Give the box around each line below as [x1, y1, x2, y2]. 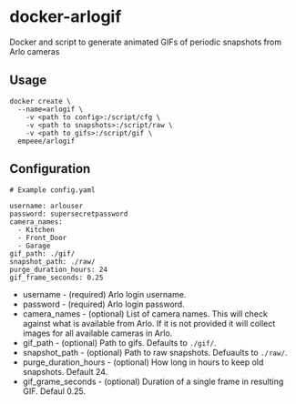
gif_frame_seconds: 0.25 [9, 273, 104, 282]
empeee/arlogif [17, 136, 76, 146]
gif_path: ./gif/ [9, 248, 76, 258]
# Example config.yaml [9, 185, 96, 195]
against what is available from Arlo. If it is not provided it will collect [22, 318, 276, 328]
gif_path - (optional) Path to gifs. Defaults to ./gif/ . [22, 337, 217, 348]
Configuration [9, 161, 91, 177]
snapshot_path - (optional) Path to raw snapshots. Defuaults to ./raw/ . [22, 347, 288, 358]
